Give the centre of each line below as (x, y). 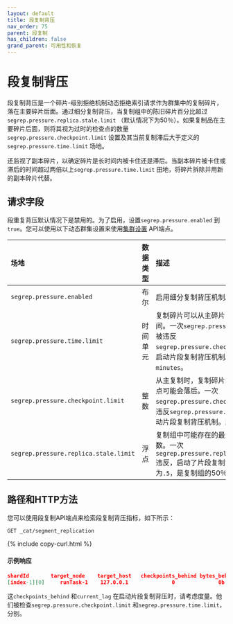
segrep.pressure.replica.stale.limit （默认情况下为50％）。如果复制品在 (113, 120)
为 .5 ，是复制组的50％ (191, 473)
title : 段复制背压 (31, 20)
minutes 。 (172, 367)
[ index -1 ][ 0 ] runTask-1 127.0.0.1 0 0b (116, 582)
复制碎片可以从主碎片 (190, 315)
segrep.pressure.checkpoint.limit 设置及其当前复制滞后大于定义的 (103, 137)
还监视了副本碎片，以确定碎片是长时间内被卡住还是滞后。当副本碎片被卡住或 (116, 161)
